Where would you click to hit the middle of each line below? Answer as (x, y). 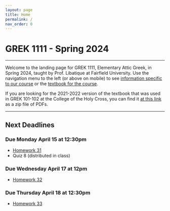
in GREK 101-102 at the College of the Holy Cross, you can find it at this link (83, 99)
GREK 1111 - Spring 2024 (57, 49)
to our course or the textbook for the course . (52, 84)
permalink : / (19, 19)
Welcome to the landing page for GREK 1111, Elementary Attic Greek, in (78, 68)
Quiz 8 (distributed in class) (41, 155)
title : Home (18, 15)
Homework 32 (27, 180)
